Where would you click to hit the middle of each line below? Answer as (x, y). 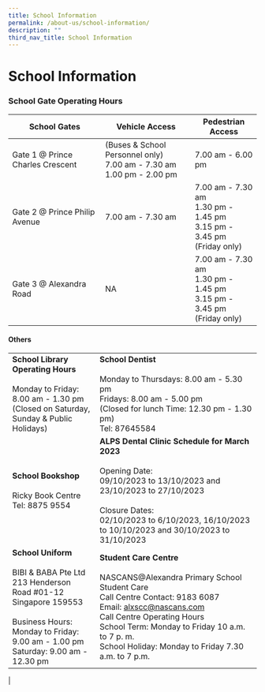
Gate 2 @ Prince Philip (54, 211)
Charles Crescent (45, 164)
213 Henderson (41, 582)
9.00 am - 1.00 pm (48, 642)
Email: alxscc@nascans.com (152, 607)
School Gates (54, 126)
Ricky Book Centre (47, 496)
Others (20, 339)
